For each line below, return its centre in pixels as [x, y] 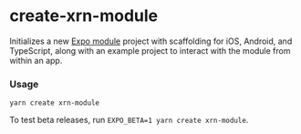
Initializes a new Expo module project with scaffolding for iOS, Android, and [151, 41]
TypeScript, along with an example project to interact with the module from [150, 50]
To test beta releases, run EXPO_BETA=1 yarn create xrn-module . [129, 120]
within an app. [36, 60]
